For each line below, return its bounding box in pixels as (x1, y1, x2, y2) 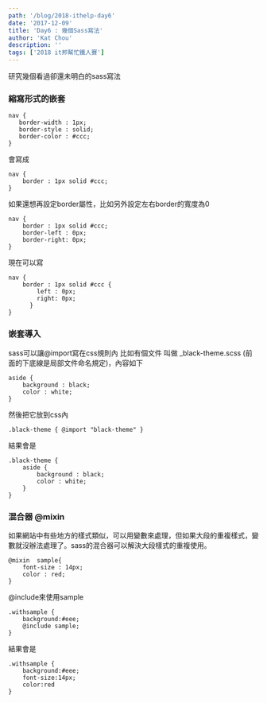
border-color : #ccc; (18, 133, 91, 141)
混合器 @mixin (8, 511, 65, 522)
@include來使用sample (8, 592, 84, 601)
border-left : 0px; (22, 229, 87, 237)
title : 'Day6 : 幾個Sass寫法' (8, 26, 103, 34)
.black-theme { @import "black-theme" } (8, 425, 145, 433)
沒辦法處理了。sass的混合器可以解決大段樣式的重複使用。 (21, 540, 212, 550)
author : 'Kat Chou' (8, 33, 73, 42)
